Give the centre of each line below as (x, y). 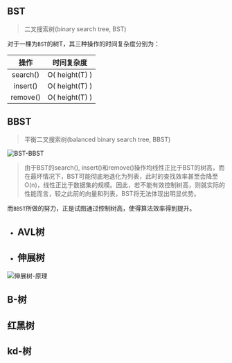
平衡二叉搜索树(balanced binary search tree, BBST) (97, 139)
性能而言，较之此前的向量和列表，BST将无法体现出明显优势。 (112, 193)
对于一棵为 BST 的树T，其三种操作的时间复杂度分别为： (84, 44)
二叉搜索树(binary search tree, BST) (75, 29)
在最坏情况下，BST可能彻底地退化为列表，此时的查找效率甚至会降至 (121, 176)
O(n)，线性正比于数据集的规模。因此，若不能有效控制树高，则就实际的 (124, 185)
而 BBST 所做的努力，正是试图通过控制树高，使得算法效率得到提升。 (101, 208)
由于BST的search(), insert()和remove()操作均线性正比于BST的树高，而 (124, 167)
